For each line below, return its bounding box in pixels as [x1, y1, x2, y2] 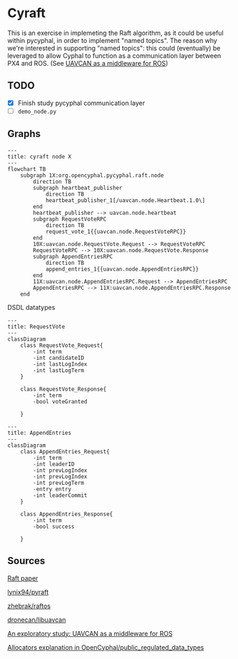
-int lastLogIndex [33, 361, 88, 368]
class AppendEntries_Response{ [20, 510, 113, 518]
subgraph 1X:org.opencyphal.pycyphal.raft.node [20, 171, 164, 179]
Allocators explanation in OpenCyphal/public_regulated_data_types [7, 643, 205, 651]
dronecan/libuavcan [7, 615, 66, 624]
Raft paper [7, 573, 38, 583]
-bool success [33, 523, 75, 530]
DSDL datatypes [7, 303, 56, 311]
